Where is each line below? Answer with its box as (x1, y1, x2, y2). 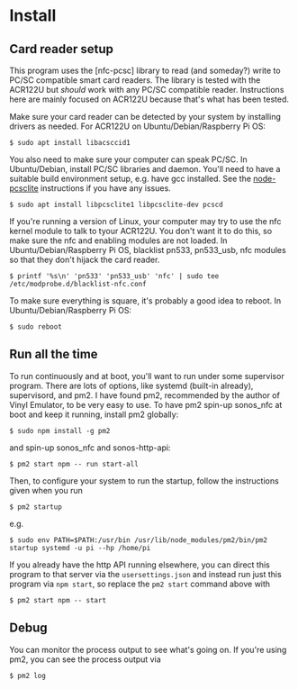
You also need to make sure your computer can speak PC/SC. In (9, 154, 248, 165)
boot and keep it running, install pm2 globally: (9, 409, 179, 420)
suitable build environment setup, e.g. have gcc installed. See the (9, 173, 252, 184)
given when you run (9, 485, 84, 495)
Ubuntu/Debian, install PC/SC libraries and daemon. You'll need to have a (9, 164, 281, 174)
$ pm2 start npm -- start (9, 595, 106, 604)
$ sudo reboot (9, 322, 63, 331)
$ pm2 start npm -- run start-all (9, 459, 140, 468)
